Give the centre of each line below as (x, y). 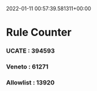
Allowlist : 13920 (30, 82)
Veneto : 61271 (27, 67)
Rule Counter (39, 32)
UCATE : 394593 (31, 51)
